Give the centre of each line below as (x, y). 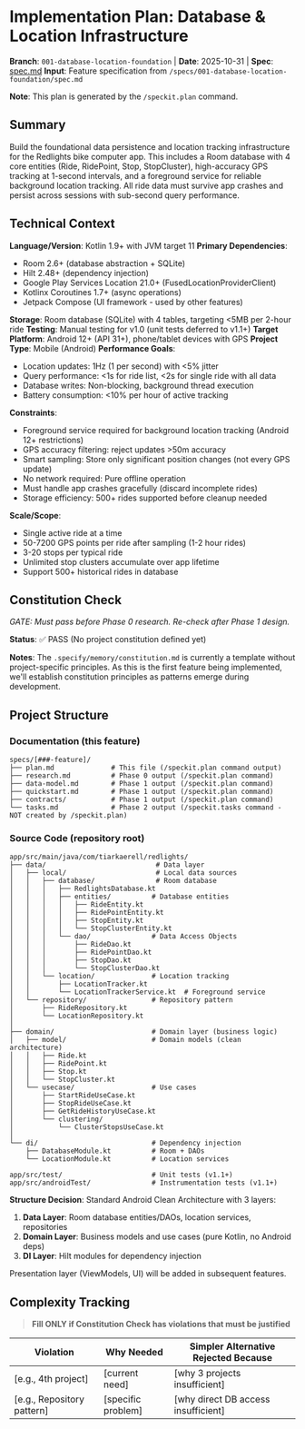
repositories (45, 1227)
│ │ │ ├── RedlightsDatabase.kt (83, 889)
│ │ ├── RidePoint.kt (58, 1064)
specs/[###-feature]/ (50, 760)
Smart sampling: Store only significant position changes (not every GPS (156, 459)
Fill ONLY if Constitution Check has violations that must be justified (161, 1325)
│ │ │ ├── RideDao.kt (70, 945)
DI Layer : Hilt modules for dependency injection (112, 1256)
